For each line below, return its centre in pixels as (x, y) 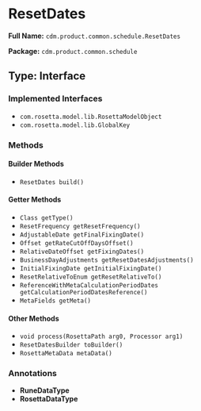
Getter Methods (35, 200)
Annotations (32, 374)
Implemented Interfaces (55, 98)
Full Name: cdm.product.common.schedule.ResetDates (94, 36)
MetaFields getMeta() (55, 301)
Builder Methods (36, 164)
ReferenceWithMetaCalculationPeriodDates (89, 285)
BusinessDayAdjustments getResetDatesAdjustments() (106, 260)
